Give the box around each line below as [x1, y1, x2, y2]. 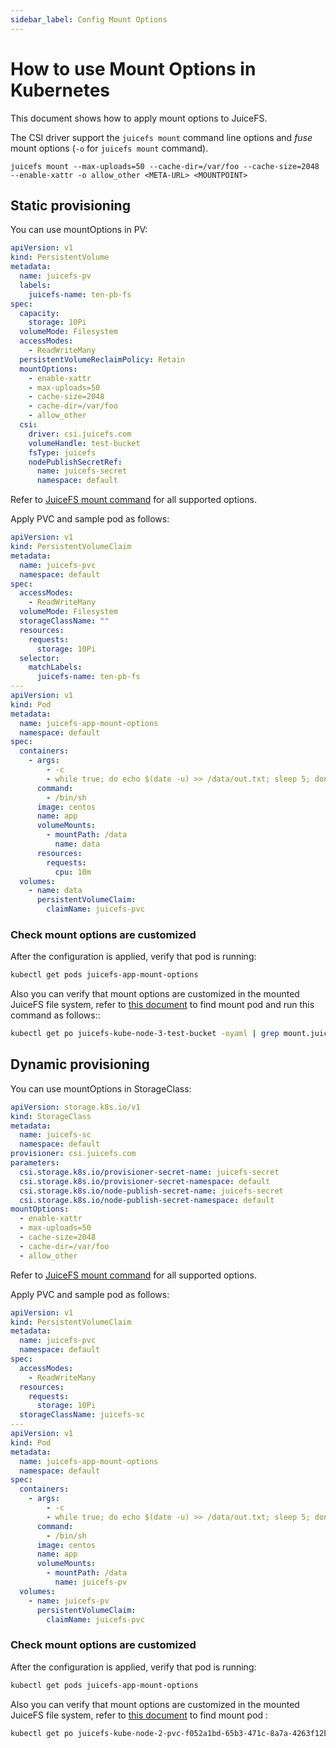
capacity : [19, 308, 60, 318]
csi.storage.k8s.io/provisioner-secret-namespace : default [19, 1176, 271, 1186]
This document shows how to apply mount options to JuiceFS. [10, 112, 268, 124]
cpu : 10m [54, 867, 92, 877]
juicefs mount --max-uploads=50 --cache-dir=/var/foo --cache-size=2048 [10, 161, 320, 171]
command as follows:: [10, 1009, 101, 1021]
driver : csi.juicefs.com [28, 429, 132, 439]
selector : [19, 653, 60, 663]
